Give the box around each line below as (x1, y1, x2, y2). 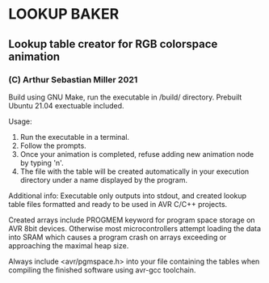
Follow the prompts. (19, 141, 86, 150)
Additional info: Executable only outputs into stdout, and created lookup (8, 191, 247, 201)
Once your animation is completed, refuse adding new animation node (19, 149, 254, 158)
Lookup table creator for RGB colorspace (8, 37, 218, 51)
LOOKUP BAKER (8, 5, 120, 23)
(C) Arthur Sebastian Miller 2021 (8, 74, 138, 85)
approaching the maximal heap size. (8, 240, 129, 251)
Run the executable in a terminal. (19, 132, 130, 141)
